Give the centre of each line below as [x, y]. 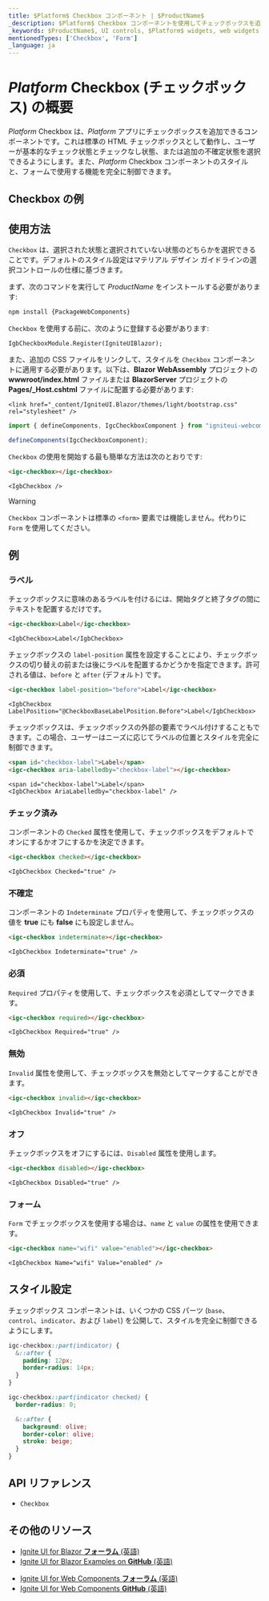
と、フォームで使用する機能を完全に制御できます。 [92, 172]
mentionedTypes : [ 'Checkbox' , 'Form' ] [73, 38]
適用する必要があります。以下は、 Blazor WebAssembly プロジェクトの [140, 370]
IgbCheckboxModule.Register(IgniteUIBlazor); [85, 344]
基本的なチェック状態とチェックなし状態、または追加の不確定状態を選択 [141, 152]
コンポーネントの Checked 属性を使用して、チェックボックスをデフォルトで [131, 832]
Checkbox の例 [46, 199]
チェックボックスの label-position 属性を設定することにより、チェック [126, 655]
